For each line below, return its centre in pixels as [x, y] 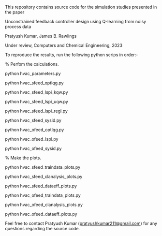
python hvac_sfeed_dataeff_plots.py [41, 186]
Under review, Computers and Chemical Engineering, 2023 [64, 45]
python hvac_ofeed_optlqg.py [35, 130]
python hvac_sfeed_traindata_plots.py [43, 167]
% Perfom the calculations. [32, 64]
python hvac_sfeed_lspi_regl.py [36, 111]
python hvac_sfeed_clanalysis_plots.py [44, 177]
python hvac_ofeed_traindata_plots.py [43, 195]
